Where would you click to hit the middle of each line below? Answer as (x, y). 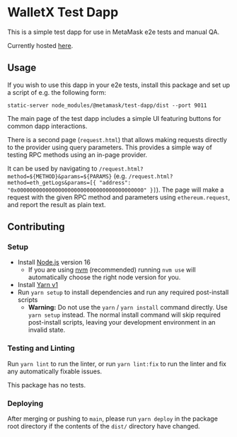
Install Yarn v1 (38, 285)
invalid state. (47, 330)
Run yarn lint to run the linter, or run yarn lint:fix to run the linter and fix (117, 363)
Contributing (36, 227)
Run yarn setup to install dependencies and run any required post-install (123, 292)
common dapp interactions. (47, 126)
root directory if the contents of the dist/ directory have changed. (104, 426)
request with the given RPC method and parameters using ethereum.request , (119, 197)
